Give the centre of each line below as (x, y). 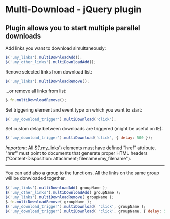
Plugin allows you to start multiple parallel (73, 28)
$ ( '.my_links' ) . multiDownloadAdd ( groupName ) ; (56, 188)
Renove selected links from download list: (49, 71)
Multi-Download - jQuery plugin (73, 9)
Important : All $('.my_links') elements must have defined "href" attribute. (81, 148)
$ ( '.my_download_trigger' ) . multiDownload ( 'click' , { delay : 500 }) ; (79, 138)
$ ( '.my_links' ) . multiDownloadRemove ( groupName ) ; (60, 197)
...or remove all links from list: (36, 91)
